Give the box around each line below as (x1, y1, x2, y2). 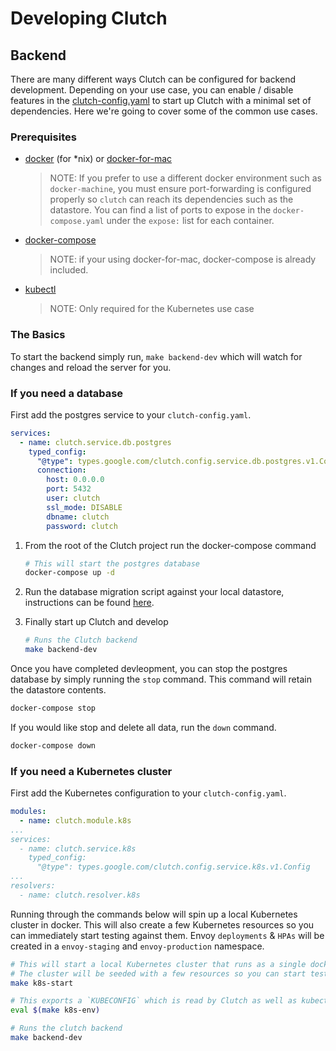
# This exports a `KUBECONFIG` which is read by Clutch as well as (10, 996, 298, 1006)
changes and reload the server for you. (10, 361, 172, 373)
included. (49, 264, 89, 276)
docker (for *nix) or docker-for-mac (24, 153, 173, 165)
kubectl (24, 283, 57, 296)
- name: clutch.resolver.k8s (19, 890, 141, 900)
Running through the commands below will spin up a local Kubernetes (10, 908, 298, 920)
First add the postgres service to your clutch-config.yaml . (10, 408, 252, 421)
